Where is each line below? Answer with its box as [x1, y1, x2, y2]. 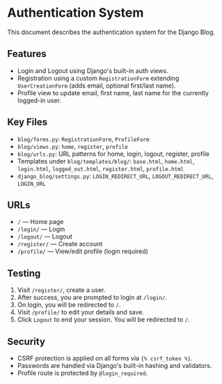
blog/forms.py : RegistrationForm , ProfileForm [17, 134, 150, 143]
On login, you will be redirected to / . [17, 301, 121, 309]
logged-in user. [17, 96, 61, 104]
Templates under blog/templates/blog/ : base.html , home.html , [17, 157, 195, 165]
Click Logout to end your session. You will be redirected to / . [17, 315, 190, 324]
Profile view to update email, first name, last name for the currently [17, 88, 209, 97]
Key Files [7, 116, 47, 128]
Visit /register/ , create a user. [17, 286, 106, 294]
